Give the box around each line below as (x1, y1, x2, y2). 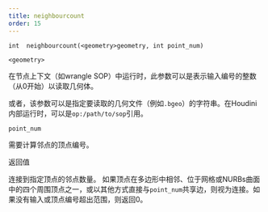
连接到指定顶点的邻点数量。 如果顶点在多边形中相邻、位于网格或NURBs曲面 (8, 174, 261, 184)
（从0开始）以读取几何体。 (8, 81, 98, 91)
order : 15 (8, 19, 42, 28)
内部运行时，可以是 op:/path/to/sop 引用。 (8, 108, 148, 118)
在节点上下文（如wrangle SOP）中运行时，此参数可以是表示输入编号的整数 (8, 70, 257, 81)
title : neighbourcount (8, 11, 85, 20)
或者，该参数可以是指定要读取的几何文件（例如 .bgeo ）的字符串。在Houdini (8, 98, 258, 108)
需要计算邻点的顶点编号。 (8, 139, 94, 150)
